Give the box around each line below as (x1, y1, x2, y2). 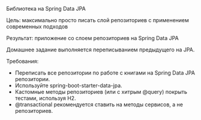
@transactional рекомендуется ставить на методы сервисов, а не (14, 101, 183, 108)
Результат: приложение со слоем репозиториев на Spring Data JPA (6, 35, 179, 41)
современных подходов (6, 23, 68, 30)
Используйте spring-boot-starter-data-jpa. (14, 82, 122, 89)
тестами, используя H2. (14, 95, 76, 101)
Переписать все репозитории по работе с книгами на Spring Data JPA (14, 69, 195, 76)
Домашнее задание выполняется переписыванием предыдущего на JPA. (6, 46, 195, 53)
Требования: (6, 58, 39, 64)
